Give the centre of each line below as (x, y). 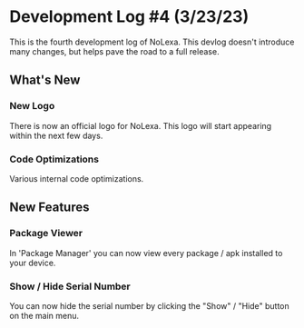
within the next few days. (56, 135)
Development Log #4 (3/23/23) (129, 17)
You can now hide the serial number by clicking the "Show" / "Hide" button (150, 305)
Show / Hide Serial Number (70, 286)
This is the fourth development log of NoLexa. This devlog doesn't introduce (152, 42)
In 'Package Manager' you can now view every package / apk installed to (146, 253)
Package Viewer (46, 234)
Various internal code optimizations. (77, 178)
